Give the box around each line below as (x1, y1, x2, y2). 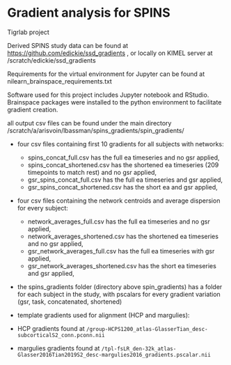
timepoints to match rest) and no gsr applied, (27, 168, 157, 176)
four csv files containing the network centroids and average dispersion (17, 196, 221, 205)
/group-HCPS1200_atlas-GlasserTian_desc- (86, 325, 208, 332)
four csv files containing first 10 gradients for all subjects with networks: (17, 139, 224, 148)
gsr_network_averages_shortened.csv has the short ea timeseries (27, 261, 217, 270)
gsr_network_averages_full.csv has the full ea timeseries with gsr (27, 247, 215, 255)
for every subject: (17, 203, 68, 212)
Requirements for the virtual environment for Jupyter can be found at (7, 70, 205, 78)
